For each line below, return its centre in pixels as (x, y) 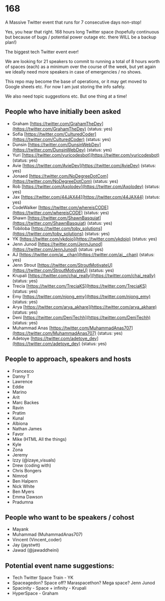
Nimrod (20, 476)
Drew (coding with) (32, 465)
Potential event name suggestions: (60, 566)
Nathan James (27, 428)
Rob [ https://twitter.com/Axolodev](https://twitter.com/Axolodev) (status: (86, 186)
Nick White (23, 486)
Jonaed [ (21, 176)
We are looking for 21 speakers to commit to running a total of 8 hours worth (82, 61)
